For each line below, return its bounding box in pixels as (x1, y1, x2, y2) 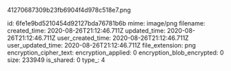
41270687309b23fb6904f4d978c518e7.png (7, 6, 131, 14)
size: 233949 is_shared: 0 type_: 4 (7, 56, 106, 64)
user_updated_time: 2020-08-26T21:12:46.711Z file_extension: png (7, 41, 197, 49)
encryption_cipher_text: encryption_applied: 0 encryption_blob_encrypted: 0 (7, 48, 224, 57)
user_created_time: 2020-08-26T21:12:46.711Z (57, 34, 190, 42)
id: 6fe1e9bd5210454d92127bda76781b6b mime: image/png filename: (7, 19, 205, 27)
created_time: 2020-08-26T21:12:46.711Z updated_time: (7, 27, 165, 34)
